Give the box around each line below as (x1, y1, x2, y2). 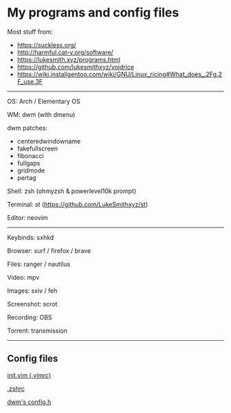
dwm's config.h (7, 397, 52, 406)
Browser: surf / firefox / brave (7, 246, 91, 255)
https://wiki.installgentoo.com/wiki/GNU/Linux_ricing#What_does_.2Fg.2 (16, 70, 222, 78)
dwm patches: (7, 124, 48, 132)
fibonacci (16, 151, 44, 159)
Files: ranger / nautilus (7, 260, 71, 268)
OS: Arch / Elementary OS (7, 97, 80, 105)
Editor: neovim (7, 213, 48, 221)
